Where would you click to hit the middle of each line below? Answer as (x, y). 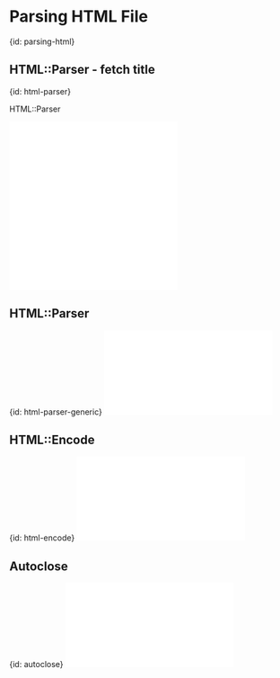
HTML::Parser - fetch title (82, 70)
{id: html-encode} (42, 538)
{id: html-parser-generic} (56, 412)
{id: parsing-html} (42, 41)
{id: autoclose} (37, 665)
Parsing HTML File (79, 17)
